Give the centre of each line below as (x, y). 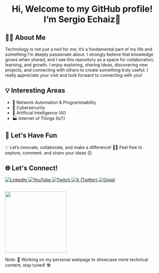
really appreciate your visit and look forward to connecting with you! (74, 75)
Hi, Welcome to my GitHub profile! (82, 9)
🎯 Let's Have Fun (31, 136)
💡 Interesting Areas (35, 91)
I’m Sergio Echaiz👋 (82, 19)
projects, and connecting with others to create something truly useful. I (77, 70)
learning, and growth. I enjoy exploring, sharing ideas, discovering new (77, 65)
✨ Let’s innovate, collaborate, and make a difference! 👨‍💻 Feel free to (74, 147)
